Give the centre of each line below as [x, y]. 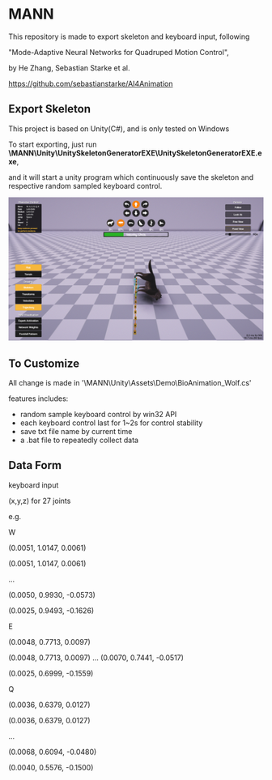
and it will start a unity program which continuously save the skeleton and [131, 177]
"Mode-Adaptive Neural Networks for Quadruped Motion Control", [119, 52]
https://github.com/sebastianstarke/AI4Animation [91, 83]
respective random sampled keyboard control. [85, 185]
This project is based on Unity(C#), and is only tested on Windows [119, 128]
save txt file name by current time [76, 432]
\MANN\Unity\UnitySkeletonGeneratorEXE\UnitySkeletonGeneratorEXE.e [135, 153]
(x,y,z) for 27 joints [40, 501]
